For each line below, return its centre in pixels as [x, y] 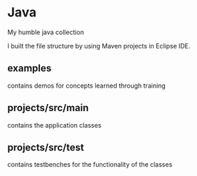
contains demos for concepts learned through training [86, 86]
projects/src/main [48, 108]
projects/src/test [46, 147]
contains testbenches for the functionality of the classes [90, 165]
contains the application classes [54, 125]
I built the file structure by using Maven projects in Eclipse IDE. [99, 46]
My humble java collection [46, 32]
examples [30, 68]
